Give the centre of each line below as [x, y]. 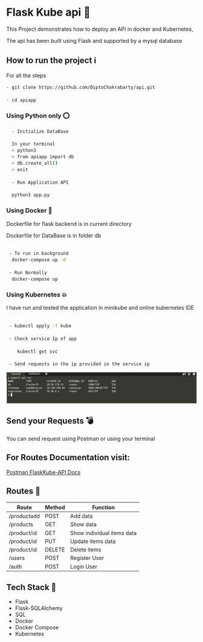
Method [55, 507]
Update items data [93, 541]
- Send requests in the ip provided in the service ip [79, 364]
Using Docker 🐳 [29, 211]
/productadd [24, 516]
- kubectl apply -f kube [40, 326]
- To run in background [39, 254]
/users [17, 558]
